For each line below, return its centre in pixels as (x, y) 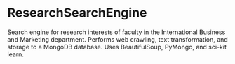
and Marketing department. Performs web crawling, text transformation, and (117, 39)
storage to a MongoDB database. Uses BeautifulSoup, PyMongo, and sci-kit (117, 47)
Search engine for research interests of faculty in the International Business (116, 32)
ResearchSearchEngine (77, 13)
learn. (16, 54)
